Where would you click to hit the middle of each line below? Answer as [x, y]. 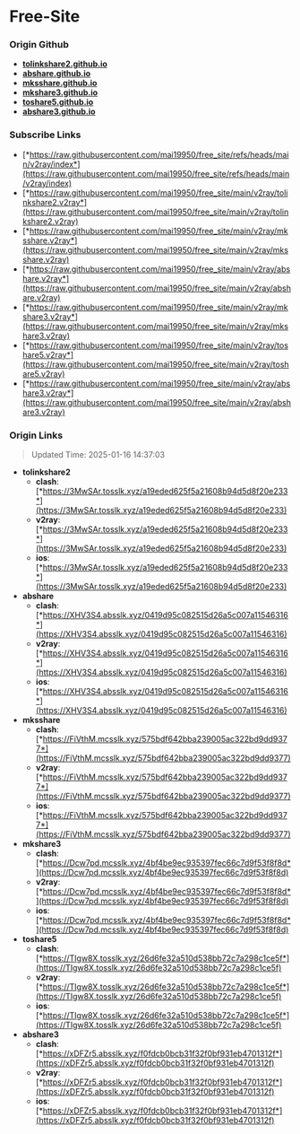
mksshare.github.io [60, 83]
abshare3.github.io [59, 112]
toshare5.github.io [58, 102]
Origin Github [39, 45]
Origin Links [36, 435]
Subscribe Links [45, 135]
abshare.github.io [56, 74]
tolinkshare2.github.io [64, 64]
